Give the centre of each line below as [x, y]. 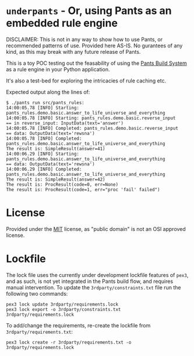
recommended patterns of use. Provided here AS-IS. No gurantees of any [94, 46]
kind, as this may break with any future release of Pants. [73, 51]
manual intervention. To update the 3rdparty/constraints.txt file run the [94, 287]
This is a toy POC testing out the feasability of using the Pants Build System [97, 63]
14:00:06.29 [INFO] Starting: [43, 154]
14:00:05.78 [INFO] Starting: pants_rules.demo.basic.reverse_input [91, 118]
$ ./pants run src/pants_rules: [45, 103]
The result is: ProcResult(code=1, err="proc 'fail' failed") [83, 189]
